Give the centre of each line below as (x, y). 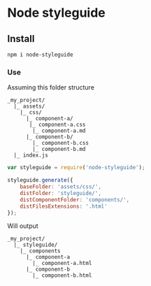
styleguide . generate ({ (40, 180)
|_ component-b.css (61, 143)
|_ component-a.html (62, 264)
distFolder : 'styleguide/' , (60, 193)
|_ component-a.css (57, 125)
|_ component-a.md (59, 131)
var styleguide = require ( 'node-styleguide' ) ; (76, 168)
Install (21, 39)
